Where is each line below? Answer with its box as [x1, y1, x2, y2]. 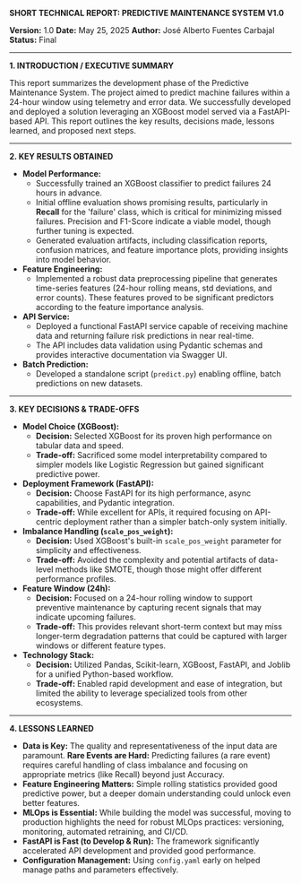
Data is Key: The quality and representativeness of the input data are [21, 741, 278, 751]
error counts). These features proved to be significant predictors [35, 292, 275, 303]
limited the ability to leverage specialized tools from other [35, 688, 248, 698]
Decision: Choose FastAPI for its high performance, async [35, 488, 252, 498]
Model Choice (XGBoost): [21, 421, 119, 431]
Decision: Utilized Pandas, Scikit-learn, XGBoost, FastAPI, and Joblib [35, 659, 291, 670]
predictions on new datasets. [35, 378, 143, 388]
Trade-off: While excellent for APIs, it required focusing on [35, 507, 254, 517]
